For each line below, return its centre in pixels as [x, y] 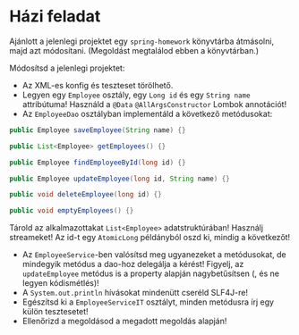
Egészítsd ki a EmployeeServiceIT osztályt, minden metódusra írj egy [148, 302]
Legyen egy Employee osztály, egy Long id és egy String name [136, 95]
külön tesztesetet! [55, 312]
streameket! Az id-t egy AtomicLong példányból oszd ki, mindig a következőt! [150, 238]
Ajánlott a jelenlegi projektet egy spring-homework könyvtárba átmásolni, [142, 41]
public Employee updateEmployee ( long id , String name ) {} [120, 179]
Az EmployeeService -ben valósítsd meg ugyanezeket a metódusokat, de [154, 255]
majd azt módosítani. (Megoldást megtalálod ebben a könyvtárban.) [134, 50]
